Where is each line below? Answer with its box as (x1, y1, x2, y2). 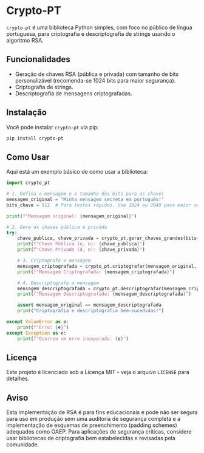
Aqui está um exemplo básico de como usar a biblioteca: (6, 168, 148, 175)
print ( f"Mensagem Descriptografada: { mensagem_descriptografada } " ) (17, 291, 191, 298)
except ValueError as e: (6, 319, 69, 325)
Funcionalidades (6, 54, 71, 64)
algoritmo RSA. (6, 36, 44, 44)
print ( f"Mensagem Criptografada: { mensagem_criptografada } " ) (17, 268, 175, 275)
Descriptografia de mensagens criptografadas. (15, 89, 132, 97)
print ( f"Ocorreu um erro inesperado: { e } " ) (17, 335, 129, 342)
